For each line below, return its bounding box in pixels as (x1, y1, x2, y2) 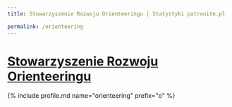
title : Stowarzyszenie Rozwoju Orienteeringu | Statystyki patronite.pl (7, 10, 226, 18)
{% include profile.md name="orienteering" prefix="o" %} (7, 92, 176, 100)
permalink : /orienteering (7, 23, 83, 30)
